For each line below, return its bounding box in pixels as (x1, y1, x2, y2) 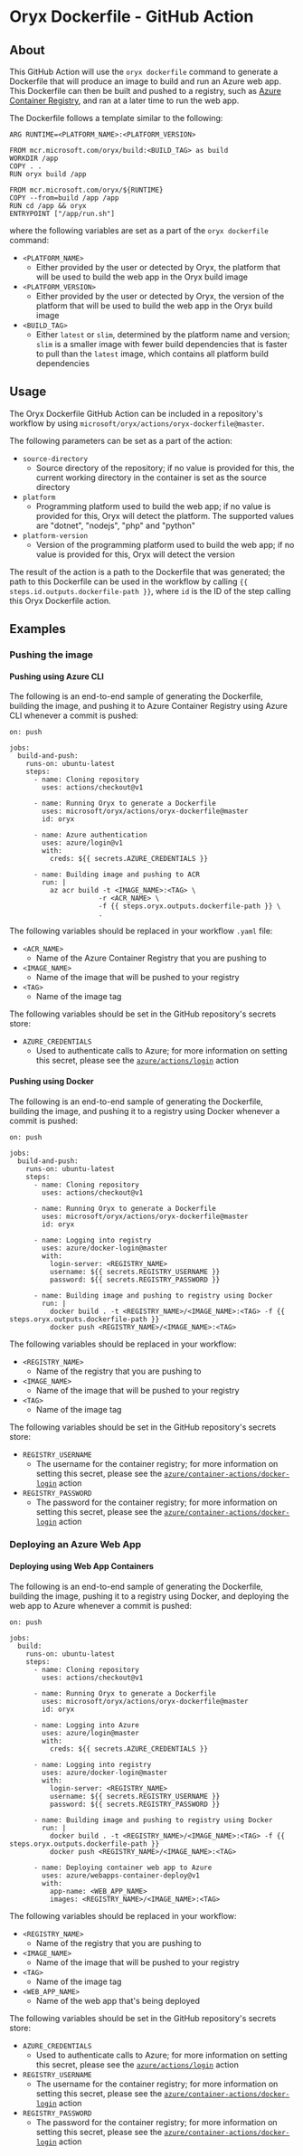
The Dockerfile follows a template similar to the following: (9, 113, 223, 123)
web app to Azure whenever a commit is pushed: (9, 1600, 193, 1611)
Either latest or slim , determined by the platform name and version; (35, 329, 290, 340)
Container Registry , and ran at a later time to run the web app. (9, 95, 240, 106)
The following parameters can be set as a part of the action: (9, 435, 232, 446)
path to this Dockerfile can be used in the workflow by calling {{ (9, 576, 249, 587)
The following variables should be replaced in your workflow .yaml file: (9, 925, 273, 937)
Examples (9, 621, 66, 637)
